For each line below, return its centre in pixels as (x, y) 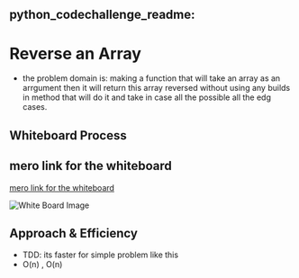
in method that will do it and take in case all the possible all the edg (147, 97)
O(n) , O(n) (42, 265)
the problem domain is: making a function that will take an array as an (151, 78)
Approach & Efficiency (73, 233)
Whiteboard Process (68, 135)
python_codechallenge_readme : (102, 15)
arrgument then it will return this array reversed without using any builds (156, 88)
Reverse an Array (76, 54)
